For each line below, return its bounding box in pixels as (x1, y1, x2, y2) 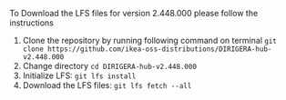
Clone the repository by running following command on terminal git (22, 35, 278, 45)
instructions (9, 17, 55, 28)
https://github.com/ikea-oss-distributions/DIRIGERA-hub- (46, 45, 272, 54)
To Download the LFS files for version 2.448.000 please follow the (9, 8, 259, 18)
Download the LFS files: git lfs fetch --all (22, 80, 192, 90)
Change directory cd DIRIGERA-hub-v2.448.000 (22, 61, 198, 71)
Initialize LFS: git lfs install (22, 70, 137, 81)
